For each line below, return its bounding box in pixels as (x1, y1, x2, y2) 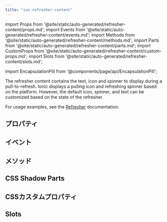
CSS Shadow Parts (5, 174, 65, 183)
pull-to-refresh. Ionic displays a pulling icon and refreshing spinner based (5, 83, 157, 89)
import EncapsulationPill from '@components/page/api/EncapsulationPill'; (5, 68, 157, 74)
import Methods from (91, 32, 135, 38)
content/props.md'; (5, 26, 45, 33)
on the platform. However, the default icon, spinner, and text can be (5, 88, 144, 94)
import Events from (45, 26, 86, 33)
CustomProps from (5, 48, 44, 54)
